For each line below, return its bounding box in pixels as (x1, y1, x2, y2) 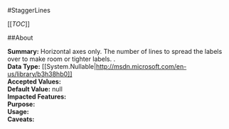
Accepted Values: (7, 77, 62, 86)
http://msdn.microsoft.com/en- (95, 62, 187, 70)
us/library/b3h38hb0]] (7, 70, 73, 78)
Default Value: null (7, 85, 63, 93)
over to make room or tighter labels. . (7, 55, 116, 63)
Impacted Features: (7, 92, 66, 101)
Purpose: (7, 100, 36, 108)
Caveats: (7, 115, 35, 123)
